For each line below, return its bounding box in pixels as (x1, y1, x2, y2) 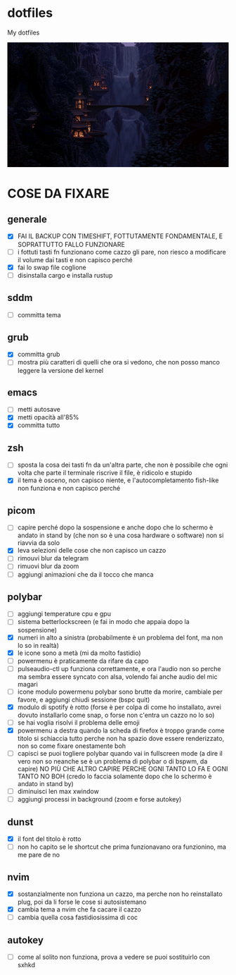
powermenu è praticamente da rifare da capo (17, 656, 149, 665)
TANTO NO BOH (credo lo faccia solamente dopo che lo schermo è (17, 772, 212, 780)
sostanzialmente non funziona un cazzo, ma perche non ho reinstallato (17, 890, 223, 898)
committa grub (17, 350, 60, 359)
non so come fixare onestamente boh (17, 742, 126, 750)
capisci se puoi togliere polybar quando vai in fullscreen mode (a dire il (17, 749, 223, 757)
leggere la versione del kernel (17, 366, 104, 374)
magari (17, 680, 39, 688)
